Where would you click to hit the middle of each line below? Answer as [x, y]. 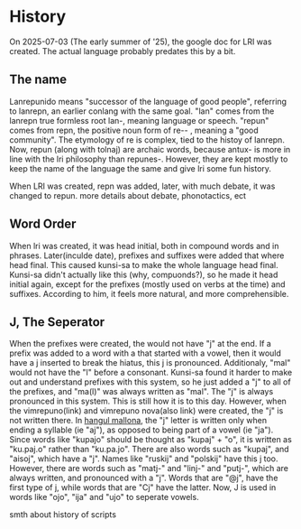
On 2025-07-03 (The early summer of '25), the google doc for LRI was [141, 42]
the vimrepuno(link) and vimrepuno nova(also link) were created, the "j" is [146, 411]
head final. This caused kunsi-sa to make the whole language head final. [144, 264]
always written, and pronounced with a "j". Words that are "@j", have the [144, 478]
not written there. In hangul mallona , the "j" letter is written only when [138, 421]
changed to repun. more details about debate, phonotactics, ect [128, 195]
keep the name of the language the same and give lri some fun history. [141, 168]
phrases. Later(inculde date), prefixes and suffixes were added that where [147, 255]
